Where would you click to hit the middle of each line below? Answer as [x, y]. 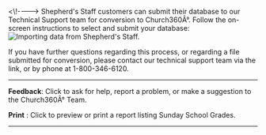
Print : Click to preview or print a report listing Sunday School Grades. [122, 115]
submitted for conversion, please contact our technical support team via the [132, 60]
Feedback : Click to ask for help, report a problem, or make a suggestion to [130, 91]
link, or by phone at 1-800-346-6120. [68, 69]
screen [20, 28]
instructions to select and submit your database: [111, 28]
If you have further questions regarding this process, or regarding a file [124, 52]
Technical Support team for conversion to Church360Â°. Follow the [117, 20]
